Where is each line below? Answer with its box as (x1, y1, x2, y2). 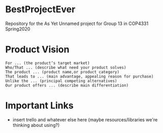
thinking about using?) (12, 122, 60, 128)
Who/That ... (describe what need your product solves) (5, 65, 126, 70)
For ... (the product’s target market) (5, 60, 90, 66)
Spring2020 (5, 25, 31, 32)
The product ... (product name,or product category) (5, 69, 120, 74)
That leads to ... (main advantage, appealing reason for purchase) (5, 74, 154, 79)
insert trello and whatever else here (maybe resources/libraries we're (12, 116, 158, 123)
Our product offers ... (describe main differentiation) (5, 83, 129, 88)
